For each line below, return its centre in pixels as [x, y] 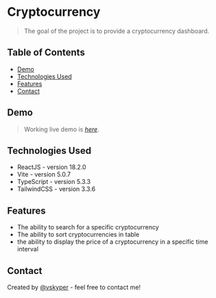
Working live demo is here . [61, 129]
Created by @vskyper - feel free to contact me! [74, 287]
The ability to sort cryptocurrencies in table [78, 235]
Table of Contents [46, 53]
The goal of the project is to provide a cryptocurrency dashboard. [117, 31]
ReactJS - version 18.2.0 [52, 167]
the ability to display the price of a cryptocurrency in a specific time [112, 242]
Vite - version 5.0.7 [44, 174]
